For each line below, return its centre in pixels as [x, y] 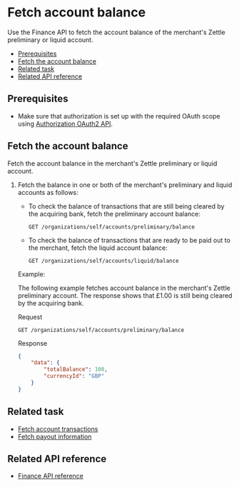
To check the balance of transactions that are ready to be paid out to [129, 240]
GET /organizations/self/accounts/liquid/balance [104, 261]
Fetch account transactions [58, 428]
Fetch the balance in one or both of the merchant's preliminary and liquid [125, 185]
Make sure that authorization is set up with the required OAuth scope [119, 116]
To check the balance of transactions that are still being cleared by [126, 206]
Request [30, 317]
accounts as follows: [48, 192]
